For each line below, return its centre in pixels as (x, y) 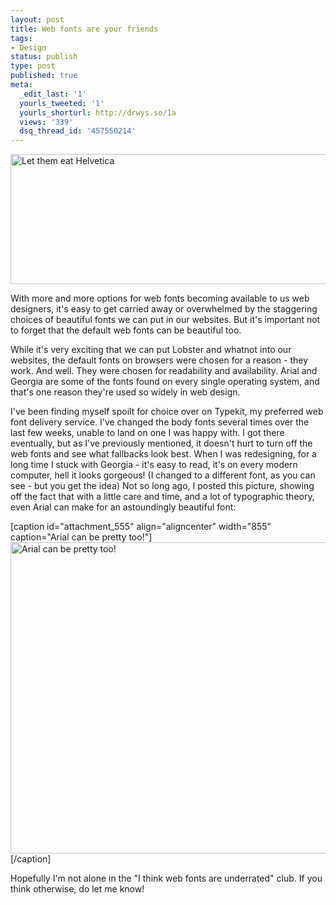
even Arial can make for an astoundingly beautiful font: (123, 507)
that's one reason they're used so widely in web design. (125, 392)
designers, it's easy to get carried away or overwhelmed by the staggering (164, 309)
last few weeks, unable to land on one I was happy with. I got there (147, 433)
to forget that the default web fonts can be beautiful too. (126, 330)
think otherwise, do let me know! (77, 889)
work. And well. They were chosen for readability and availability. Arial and (164, 371)
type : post (33, 66)
